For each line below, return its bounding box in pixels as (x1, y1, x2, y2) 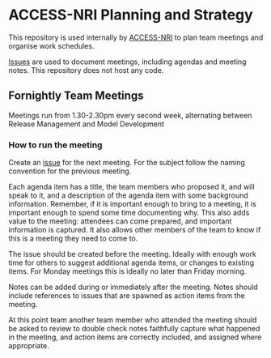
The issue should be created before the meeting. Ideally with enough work (8, 249, 257, 259)
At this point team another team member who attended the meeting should (8, 315, 257, 325)
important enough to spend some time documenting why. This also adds (8, 208, 250, 218)
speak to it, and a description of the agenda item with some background (8, 190, 248, 200)
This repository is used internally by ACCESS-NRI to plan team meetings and (8, 32, 264, 42)
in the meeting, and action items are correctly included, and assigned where (8, 332, 262, 342)
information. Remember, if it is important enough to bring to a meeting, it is (8, 199, 256, 209)
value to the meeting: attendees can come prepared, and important (8, 216, 232, 226)
